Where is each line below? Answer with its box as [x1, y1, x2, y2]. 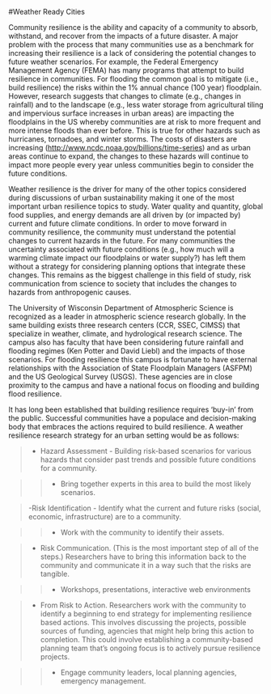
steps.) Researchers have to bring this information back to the [40, 552, 247, 561]
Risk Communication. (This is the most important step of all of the [40, 544, 259, 552]
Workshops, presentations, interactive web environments [60, 585, 251, 594]
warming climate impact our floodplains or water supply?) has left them [8, 253, 246, 262]
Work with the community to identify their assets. [60, 527, 225, 537]
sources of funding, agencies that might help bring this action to [40, 626, 255, 636]
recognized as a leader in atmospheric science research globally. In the [8, 311, 247, 321]
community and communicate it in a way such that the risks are [40, 561, 252, 569]
